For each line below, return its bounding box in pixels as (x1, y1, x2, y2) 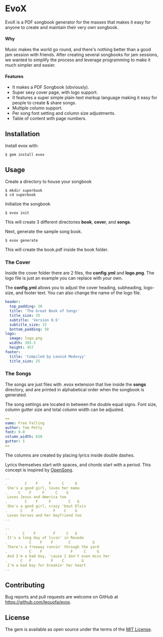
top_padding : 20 (9, 304, 42, 309)
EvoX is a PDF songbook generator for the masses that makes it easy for (5, 19, 151, 25)
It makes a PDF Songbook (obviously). (12, 84, 89, 90)
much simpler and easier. (5, 62, 56, 68)
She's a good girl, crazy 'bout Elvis (7, 504, 86, 509)
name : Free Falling (5, 420, 45, 426)
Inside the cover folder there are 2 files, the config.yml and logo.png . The (5, 270, 155, 276)
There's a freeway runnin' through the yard (7, 545, 99, 550)
